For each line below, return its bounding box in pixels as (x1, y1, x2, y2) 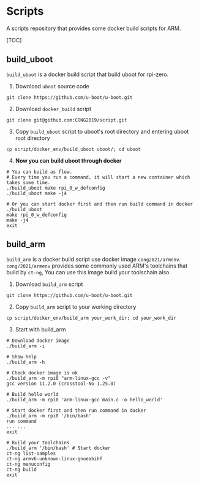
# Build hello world (6, 391, 59, 397)
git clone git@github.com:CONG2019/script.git (6, 117, 127, 123)
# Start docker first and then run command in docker (6, 407, 147, 414)
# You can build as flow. (6, 169, 72, 175)
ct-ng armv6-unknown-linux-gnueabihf (6, 455, 103, 462)
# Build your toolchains (6, 439, 70, 446)
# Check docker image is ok (6, 369, 78, 376)
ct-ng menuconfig (6, 461, 51, 467)
